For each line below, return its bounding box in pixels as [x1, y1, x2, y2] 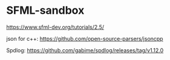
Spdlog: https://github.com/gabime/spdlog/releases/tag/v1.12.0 [6, 46, 164, 54]
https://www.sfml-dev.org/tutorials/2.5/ [6, 23, 105, 31]
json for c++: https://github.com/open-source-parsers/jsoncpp [6, 35, 163, 42]
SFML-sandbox [6, 4, 85, 17]
